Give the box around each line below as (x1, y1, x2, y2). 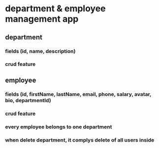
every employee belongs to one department (5, 123, 112, 130)
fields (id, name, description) (5, 48, 76, 55)
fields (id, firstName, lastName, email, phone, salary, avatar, (5, 90, 152, 97)
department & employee (5, 3, 106, 14)
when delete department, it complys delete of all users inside (5, 136, 155, 143)
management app (5, 13, 79, 25)
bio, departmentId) (5, 97, 51, 104)
